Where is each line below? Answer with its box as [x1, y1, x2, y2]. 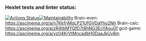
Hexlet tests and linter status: [5, 4, 77, 11]
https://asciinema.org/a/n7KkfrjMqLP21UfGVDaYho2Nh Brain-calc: [5, 20, 140, 26]
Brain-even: [74, 15, 98, 21]
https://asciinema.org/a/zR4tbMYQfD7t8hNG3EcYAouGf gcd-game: [5, 25, 142, 31]
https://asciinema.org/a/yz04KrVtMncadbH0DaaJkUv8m [5, 31, 120, 37]
